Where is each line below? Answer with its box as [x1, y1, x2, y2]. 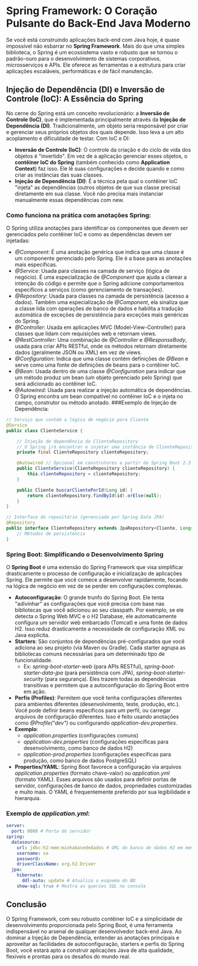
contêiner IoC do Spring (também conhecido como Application [14, 158, 170, 166]
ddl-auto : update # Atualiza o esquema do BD [21, 878, 136, 884]
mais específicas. [14, 261, 58, 268]
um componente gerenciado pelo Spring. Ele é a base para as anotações [14, 255, 192, 262]
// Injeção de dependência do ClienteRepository [16, 438, 138, 444]
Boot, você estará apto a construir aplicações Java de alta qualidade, [6, 947, 174, 954]
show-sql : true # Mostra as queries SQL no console [16, 883, 146, 889]
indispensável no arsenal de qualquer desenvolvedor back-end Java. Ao [6, 928, 181, 935]
